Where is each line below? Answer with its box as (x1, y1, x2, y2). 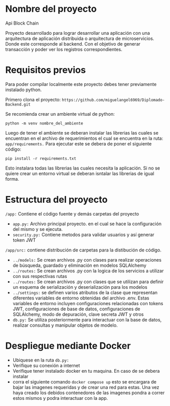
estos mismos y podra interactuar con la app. (12, 395, 108, 401)
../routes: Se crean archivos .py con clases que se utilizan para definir (12, 279, 164, 285)
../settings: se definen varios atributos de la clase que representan (12, 289, 158, 295)
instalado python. (5, 87, 42, 93)
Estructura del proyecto (5, 194, 108, 205)
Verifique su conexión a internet (12, 362, 80, 369)
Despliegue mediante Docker (5, 340, 131, 351)
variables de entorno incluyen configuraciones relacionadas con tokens (12, 300, 163, 306)
